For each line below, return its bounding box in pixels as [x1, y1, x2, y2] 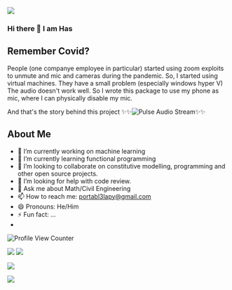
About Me [7, 128, 51, 140]
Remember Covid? [7, 46, 90, 58]
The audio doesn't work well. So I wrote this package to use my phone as [7, 86, 219, 95]
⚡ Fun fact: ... [17, 210, 56, 218]
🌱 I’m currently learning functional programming [17, 154, 156, 163]
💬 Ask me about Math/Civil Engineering [17, 184, 131, 192]
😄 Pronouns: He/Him [17, 202, 79, 211]
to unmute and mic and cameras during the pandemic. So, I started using [7, 71, 219, 80]
